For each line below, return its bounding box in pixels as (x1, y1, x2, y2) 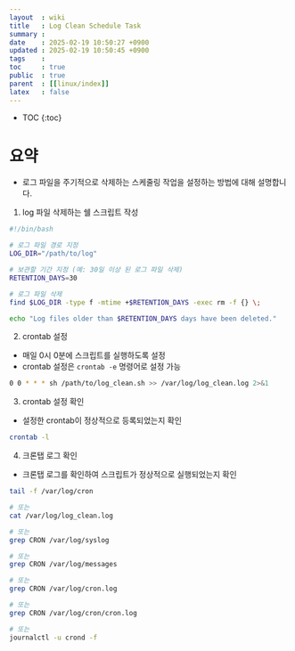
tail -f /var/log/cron (9, 487, 94, 496)
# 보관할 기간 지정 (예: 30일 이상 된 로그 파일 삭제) (9, 265, 184, 274)
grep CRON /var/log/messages (9, 560, 118, 569)
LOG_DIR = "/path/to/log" (9, 249, 98, 258)
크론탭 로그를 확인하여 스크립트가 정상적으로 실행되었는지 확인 (21, 469, 238, 480)
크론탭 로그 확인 (21, 451, 78, 461)
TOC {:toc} (21, 112, 62, 123)
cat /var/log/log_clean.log (9, 511, 114, 520)
